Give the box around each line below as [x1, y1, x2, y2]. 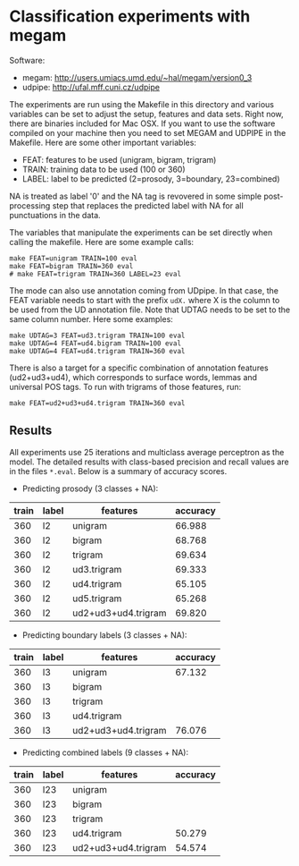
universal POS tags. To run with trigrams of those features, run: [9, 381, 242, 392]
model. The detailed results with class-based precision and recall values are [9, 456, 289, 467]
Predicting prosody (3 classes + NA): [21, 483, 159, 494]
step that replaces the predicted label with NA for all [52, 200, 244, 211]
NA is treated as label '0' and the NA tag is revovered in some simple [9, 191, 262, 201]
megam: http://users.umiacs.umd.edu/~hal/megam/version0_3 [21, 72, 253, 82]
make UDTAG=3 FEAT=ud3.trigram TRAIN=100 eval [9, 331, 186, 340]
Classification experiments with [9, 6, 251, 27]
